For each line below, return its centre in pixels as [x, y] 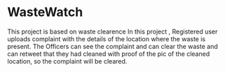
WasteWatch [45, 12]
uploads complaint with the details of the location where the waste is [106, 38]
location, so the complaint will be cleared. [67, 61]
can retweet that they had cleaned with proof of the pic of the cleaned [109, 54]
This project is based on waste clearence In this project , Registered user [112, 31]
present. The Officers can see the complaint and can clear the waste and [113, 46]
